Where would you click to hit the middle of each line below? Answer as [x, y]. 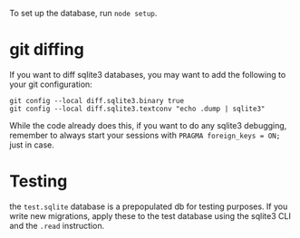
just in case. [32, 145]
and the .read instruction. [57, 225]
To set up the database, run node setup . [83, 13]
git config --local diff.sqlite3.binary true [97, 100]
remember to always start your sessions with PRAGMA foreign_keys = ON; [145, 135]
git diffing [47, 50]
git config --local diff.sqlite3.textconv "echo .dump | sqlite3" [137, 109]
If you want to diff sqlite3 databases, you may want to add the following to [148, 74]
